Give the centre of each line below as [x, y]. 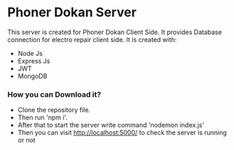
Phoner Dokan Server [72, 12]
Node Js [30, 53]
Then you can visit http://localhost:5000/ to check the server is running [122, 133]
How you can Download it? [54, 95]
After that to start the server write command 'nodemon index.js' [111, 125]
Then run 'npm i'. [42, 117]
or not [26, 140]
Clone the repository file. [54, 110]
